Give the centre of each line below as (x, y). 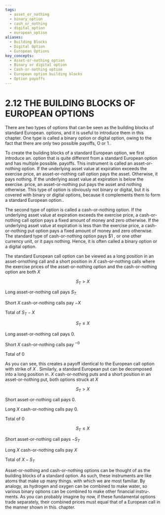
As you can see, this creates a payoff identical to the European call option (80, 364)
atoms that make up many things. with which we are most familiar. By (75, 481)
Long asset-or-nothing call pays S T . (41, 293)
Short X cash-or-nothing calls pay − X (43, 303)
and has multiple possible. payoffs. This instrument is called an (69, 163)
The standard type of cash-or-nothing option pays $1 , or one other (73, 236)
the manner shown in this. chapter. (40, 507)
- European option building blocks (46, 74)
